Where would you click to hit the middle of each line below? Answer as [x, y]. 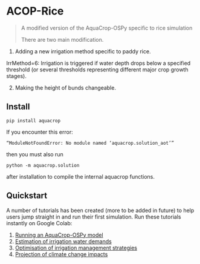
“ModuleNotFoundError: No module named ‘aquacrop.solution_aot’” [90, 143]
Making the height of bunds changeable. [66, 87]
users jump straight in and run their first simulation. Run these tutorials [94, 217]
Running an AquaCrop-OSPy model [59, 235]
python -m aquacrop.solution [43, 165]
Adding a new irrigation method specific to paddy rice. [83, 51]
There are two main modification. [62, 39]
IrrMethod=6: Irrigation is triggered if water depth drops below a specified [98, 63]
